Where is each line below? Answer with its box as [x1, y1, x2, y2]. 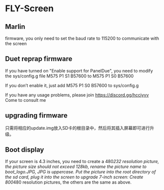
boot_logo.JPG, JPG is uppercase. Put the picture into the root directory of [5, 169, 156, 175]
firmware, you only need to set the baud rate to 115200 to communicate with [5, 35, 160, 41]
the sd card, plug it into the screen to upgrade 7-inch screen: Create [5, 174, 143, 180]
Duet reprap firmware [5, 55, 73, 63]
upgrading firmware [5, 111, 68, 120]
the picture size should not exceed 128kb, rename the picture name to [5, 164, 147, 169]
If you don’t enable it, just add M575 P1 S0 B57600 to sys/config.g [5, 82, 139, 88]
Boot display [5, 145, 44, 154]
